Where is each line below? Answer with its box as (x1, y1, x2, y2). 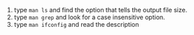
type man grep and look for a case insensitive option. (13, 13, 166, 21)
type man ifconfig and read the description (13, 21, 139, 28)
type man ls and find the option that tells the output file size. (13, 6, 188, 14)
